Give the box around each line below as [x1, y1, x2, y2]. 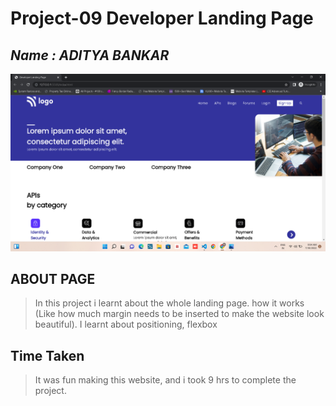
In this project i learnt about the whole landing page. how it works [34, 297, 305, 309]
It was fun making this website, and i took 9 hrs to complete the [34, 374, 297, 386]
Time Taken [10, 347, 85, 364]
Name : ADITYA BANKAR [10, 47, 170, 64]
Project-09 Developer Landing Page [10, 7, 314, 30]
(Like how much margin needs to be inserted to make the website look [34, 308, 325, 320]
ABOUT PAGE [10, 270, 96, 287]
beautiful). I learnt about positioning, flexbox [34, 318, 218, 331]
